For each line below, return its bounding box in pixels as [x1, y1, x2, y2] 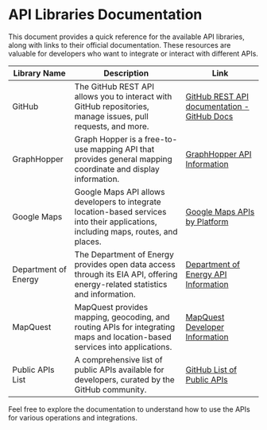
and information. [74, 289, 136, 300]
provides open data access [74, 258, 176, 269]
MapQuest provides [74, 301, 149, 312]
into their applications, [74, 216, 157, 227]
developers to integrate [74, 196, 161, 207]
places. [74, 236, 102, 247]
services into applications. [74, 341, 172, 352]
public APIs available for [74, 364, 164, 375]
